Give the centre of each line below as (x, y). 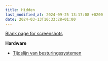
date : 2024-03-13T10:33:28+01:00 (41, 19)
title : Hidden (20, 10)
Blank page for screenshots (34, 34)
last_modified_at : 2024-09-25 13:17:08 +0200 (54, 15)
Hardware (16, 43)
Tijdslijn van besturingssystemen (47, 53)
